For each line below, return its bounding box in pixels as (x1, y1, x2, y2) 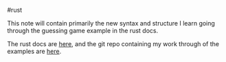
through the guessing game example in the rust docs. (7, 27, 159, 34)
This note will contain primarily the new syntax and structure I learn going (7, 19, 215, 27)
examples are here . (7, 48, 62, 55)
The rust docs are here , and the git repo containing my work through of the (7, 40, 220, 48)
